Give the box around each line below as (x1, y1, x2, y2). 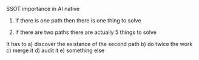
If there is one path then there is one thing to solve (15, 17, 141, 24)
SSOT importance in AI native (6, 5, 80, 12)
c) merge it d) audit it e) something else (6, 47, 105, 54)
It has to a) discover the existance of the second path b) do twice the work (6, 41, 193, 47)
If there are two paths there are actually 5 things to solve (15, 28, 157, 36)
